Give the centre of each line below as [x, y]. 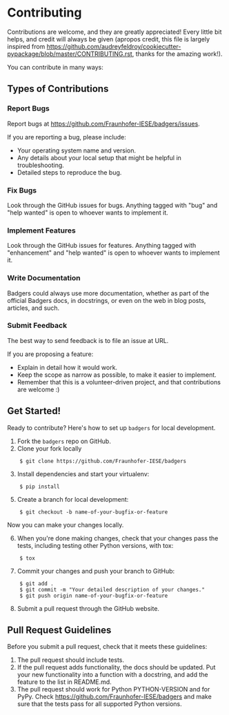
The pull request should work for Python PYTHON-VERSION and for [113, 689]
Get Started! [34, 411]
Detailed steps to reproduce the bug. [69, 172]
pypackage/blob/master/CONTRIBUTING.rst [70, 54]
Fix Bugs [22, 190]
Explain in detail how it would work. [67, 367]
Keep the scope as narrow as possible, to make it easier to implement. [117, 375]
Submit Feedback [37, 326]
